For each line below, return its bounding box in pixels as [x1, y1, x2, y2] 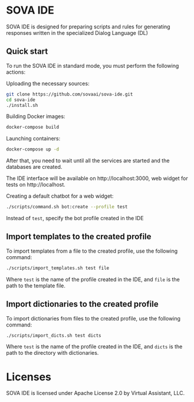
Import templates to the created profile [6, 231, 152, 242]
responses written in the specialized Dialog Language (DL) [6, 29, 149, 36]
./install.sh [6, 102, 38, 108]
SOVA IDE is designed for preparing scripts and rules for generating [6, 23, 170, 30]
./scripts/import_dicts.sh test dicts [6, 332, 101, 338]
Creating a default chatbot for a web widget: [6, 192, 114, 200]
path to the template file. [6, 282, 66, 289]
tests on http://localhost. [6, 181, 66, 188]
